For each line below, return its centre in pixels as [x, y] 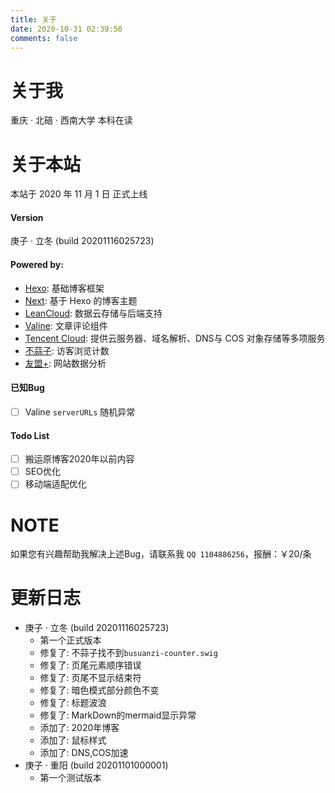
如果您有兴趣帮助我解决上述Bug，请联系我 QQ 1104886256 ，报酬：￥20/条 [161, 554]
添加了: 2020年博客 [79, 728]
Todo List [30, 435]
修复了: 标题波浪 [73, 703]
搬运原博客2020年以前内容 [79, 459]
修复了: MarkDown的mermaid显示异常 [118, 715]
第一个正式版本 [70, 640]
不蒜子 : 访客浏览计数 [67, 350]
